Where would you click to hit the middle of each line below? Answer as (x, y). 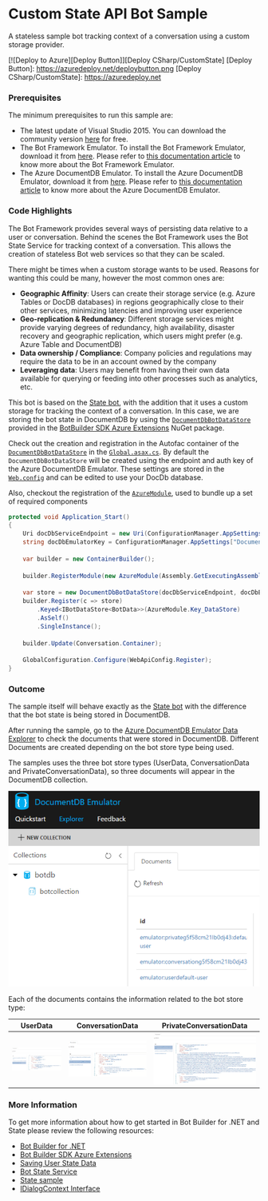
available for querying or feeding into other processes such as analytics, (138, 378)
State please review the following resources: (81, 1131)
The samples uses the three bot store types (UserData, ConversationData (129, 763)
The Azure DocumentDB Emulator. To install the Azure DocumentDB (131, 174)
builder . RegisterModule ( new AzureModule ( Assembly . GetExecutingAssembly (144, 576)
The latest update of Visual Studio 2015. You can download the (123, 131)
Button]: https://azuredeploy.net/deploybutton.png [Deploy (105, 68)
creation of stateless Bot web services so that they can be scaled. (116, 253)
